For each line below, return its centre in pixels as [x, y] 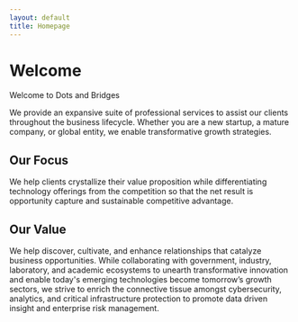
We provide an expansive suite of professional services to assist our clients [149, 112]
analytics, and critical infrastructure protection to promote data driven [139, 299]
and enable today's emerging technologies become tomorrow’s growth [140, 280]
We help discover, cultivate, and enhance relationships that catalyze [135, 251]
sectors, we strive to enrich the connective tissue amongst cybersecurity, [145, 290]
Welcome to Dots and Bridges [64, 95]
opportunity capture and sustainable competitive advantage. [122, 201]
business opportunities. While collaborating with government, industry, [140, 261]
